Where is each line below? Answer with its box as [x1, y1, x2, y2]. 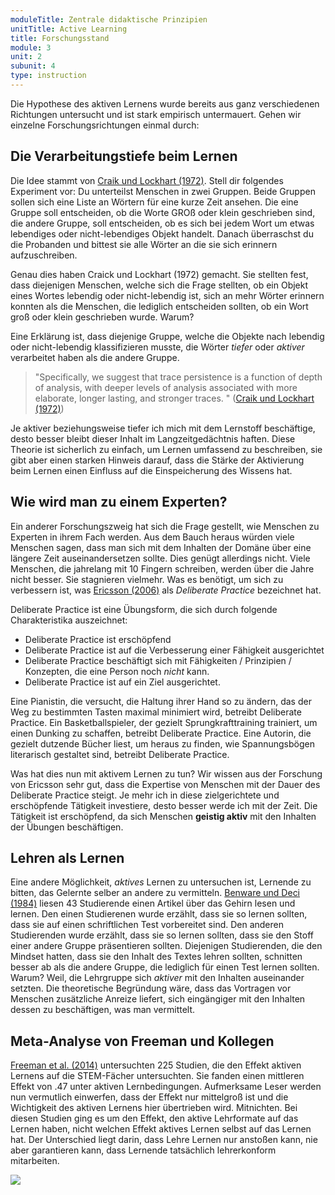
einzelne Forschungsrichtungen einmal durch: [10, 119, 200, 131]
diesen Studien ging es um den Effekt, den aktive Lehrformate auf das [10, 1112, 299, 1125]
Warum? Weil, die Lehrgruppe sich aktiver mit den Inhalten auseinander [10, 972, 305, 984]
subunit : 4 [10, 61, 56, 71]
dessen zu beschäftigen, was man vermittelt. [10, 1004, 196, 1016]
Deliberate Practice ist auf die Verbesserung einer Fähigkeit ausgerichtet [24, 644, 325, 656]
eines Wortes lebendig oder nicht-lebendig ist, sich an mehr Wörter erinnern [10, 289, 325, 301]
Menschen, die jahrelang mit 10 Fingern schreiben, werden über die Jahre [10, 562, 315, 575]
